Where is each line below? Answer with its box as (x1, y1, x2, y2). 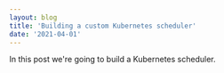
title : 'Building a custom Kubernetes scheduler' (9, 21, 197, 30)
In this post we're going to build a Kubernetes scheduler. (9, 54, 216, 65)
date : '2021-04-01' (9, 29, 82, 38)
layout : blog (9, 12, 58, 22)
